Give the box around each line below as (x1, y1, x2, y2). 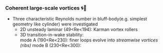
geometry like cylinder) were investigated (12, 21, 98, 27)
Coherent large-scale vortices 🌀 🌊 (5, 4, 87, 11)
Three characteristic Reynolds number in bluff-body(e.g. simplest (12, 16, 147, 22)
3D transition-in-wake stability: (19, 32, 84, 38)
